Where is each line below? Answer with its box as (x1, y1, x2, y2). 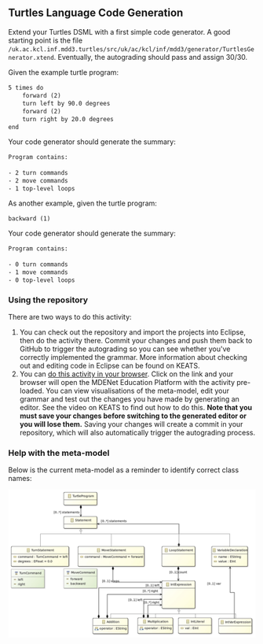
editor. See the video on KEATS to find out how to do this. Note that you (19, 403, 253, 413)
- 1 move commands (8, 268, 68, 276)
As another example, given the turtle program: (8, 198, 157, 208)
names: (8, 474, 32, 483)
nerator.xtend (8, 54, 55, 61)
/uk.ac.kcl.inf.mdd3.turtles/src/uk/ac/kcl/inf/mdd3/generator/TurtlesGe (8, 45, 255, 54)
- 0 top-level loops (8, 276, 76, 284)
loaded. (19, 386, 45, 396)
